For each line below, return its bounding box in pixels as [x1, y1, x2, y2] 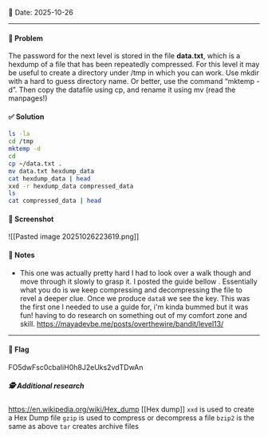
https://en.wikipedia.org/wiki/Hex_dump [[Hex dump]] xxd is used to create [8, 404, 255, 414]
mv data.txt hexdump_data [8, 167, 94, 175]
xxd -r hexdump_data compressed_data [8, 182, 134, 190]
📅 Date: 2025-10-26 [8, 8, 74, 17]
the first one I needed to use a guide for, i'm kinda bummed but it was [19, 302, 249, 312]
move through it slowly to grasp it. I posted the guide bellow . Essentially [19, 276, 258, 286]
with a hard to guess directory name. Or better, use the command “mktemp [8, 77, 255, 86]
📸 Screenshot [8, 214, 54, 224]
